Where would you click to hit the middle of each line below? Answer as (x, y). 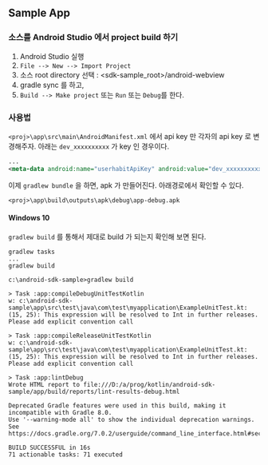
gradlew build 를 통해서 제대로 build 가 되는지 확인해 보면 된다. (107, 236)
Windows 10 (29, 218)
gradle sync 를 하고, (52, 85)
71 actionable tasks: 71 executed (66, 455)
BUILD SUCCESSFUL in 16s (49, 447)
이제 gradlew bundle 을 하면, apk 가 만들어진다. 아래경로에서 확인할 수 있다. (126, 185)
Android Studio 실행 (52, 56)
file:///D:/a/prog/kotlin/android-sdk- (150, 384)
